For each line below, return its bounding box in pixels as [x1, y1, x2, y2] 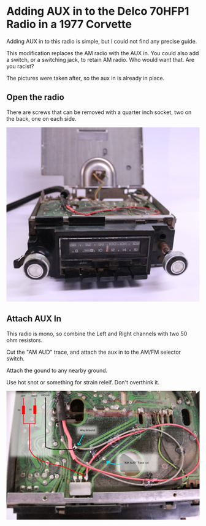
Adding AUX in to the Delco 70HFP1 [6, 4, 189, 18]
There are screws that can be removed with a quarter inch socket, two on [6, 109, 192, 116]
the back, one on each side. [6, 115, 77, 122]
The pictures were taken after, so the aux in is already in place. [6, 74, 165, 82]
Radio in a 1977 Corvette [6, 17, 132, 31]
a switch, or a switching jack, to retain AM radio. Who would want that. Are [6, 56, 195, 63]
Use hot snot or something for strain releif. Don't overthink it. [6, 378, 160, 386]
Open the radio [6, 92, 64, 102]
